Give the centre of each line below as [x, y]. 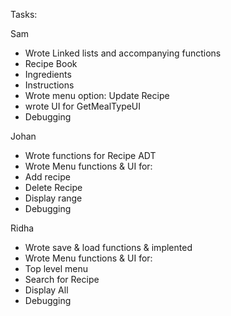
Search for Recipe [62, 279]
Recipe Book [51, 63]
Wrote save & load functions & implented [108, 247]
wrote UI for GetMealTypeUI [83, 106]
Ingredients [48, 74]
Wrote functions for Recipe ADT [90, 155]
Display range [53, 198]
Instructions [49, 85]
